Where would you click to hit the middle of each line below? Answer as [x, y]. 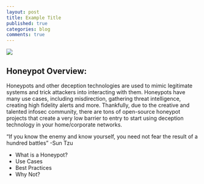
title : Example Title [34, 18]
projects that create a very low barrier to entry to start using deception [95, 118]
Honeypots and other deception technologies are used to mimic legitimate [100, 86]
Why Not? [28, 174]
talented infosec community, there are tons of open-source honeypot [93, 111]
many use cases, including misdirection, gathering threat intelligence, [94, 98]
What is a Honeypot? [42, 155]
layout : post [23, 12]
